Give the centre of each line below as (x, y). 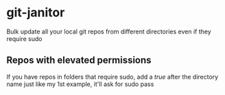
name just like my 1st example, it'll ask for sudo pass (80, 84)
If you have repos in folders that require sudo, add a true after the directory (113, 77)
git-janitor (36, 13)
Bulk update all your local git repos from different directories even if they (109, 31)
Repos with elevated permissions (79, 60)
